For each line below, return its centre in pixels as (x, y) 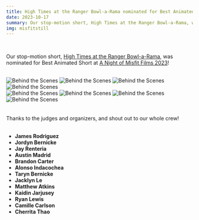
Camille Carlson (35, 206)
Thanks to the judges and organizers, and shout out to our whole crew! (93, 119)
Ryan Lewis (29, 199)
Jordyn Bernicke (36, 142)
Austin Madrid (33, 155)
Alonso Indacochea (39, 168)
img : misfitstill (28, 28)
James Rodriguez (37, 136)
